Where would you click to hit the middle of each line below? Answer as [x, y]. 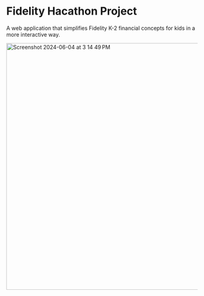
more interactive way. [33, 34]
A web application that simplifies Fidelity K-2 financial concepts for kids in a [101, 28]
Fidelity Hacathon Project [72, 11]
